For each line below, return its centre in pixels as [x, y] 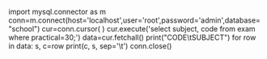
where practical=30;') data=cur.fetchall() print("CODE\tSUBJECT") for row [132, 37]
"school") [24, 29]
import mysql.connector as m [57, 12]
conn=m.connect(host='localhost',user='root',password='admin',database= [135, 20]
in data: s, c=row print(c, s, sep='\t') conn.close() [90, 46]
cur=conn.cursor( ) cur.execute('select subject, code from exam [149, 29]
